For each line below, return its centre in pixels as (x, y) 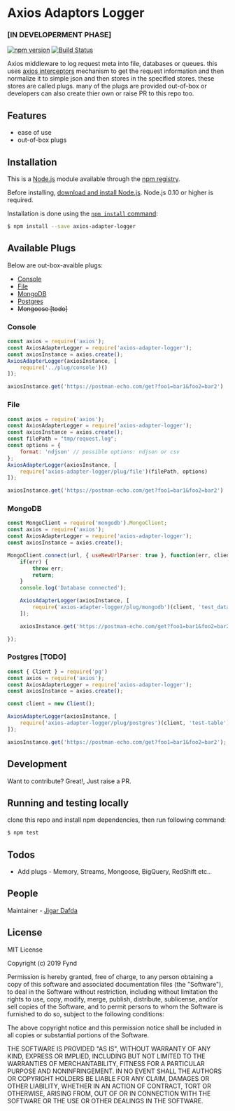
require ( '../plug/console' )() (64, 367)
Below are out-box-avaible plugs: (55, 265)
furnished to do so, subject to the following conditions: (86, 1014)
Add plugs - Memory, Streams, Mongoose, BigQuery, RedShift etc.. (114, 872)
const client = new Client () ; (51, 704)
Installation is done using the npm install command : (83, 214)
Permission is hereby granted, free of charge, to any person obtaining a (110, 976)
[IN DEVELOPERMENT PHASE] (59, 35)
